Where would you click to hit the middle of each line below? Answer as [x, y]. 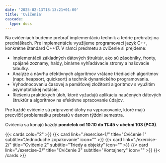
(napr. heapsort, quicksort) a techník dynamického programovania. [81, 79]
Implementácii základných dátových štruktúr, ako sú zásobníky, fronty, [84, 58]
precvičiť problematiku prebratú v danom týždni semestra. [65, 115]
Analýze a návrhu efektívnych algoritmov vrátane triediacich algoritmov [85, 74]
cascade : [14, 19]
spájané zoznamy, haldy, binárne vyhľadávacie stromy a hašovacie [81, 63]
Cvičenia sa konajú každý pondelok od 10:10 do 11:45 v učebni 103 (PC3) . [81, 125]
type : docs [21, 24]
